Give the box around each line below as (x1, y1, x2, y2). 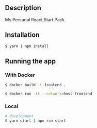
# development (5, 114, 34, 119)
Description (5, 4, 41, 12)
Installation (5, 31, 40, 39)
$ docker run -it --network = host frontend (5, 92, 92, 96)
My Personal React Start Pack (5, 16, 65, 22)
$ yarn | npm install (5, 44, 49, 48)
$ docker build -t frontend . (5, 82, 66, 88)
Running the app (5, 57, 56, 65)
